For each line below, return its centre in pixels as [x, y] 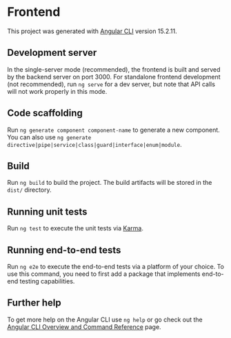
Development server [52, 53]
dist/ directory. [29, 190]
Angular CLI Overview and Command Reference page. [84, 327]
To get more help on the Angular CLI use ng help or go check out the [105, 319]
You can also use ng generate [49, 137]
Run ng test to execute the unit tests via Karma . [75, 228]
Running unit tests [47, 211]
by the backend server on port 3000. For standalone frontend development [114, 77]
